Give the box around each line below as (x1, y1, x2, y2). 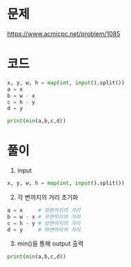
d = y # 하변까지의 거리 (7, 226, 81, 233)
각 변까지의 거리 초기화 (17, 193, 79, 201)
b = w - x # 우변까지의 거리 (7, 213, 81, 220)
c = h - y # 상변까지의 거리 (7, 219, 81, 227)
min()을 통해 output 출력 (17, 239, 84, 248)
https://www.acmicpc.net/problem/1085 (7, 29, 121, 38)
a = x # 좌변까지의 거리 (7, 207, 81, 214)
